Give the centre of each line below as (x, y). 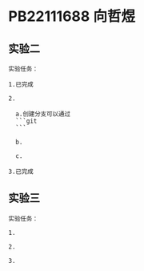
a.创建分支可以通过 (43, 114)
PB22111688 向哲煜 (72, 16)
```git (26, 121)
